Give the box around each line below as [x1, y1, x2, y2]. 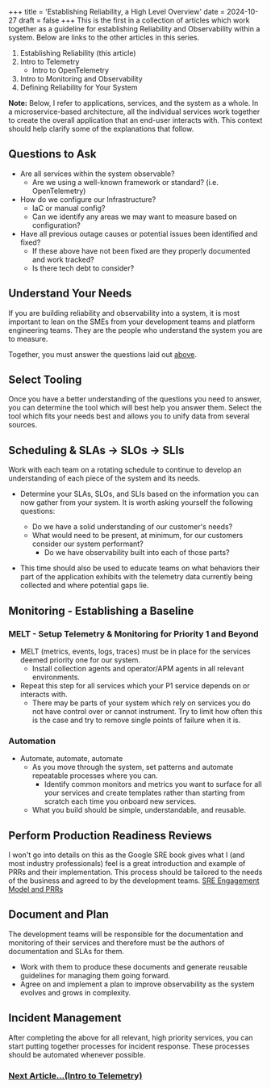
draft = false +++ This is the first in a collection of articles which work [19, 15, 250, 25]
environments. [31, 672, 81, 682]
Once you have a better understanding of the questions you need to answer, [8, 394, 262, 404]
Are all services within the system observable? [19, 169, 175, 179]
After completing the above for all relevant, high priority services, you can [8, 1032, 253, 1042]
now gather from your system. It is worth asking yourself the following [19, 498, 253, 507]
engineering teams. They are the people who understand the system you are [8, 325, 263, 334]
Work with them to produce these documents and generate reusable [19, 961, 248, 972]
